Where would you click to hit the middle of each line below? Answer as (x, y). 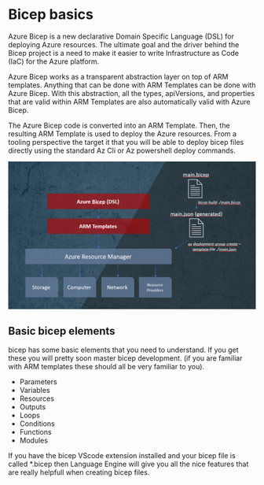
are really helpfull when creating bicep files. (79, 472)
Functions (36, 432)
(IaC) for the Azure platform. (54, 61)
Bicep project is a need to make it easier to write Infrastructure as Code (124, 53)
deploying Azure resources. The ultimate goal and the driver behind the (124, 44)
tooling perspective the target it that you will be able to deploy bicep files (126, 142)
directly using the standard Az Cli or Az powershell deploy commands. (122, 150)
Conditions (37, 424)
